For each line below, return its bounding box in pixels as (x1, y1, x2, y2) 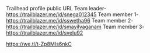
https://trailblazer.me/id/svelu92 (6, 29, 83, 36)
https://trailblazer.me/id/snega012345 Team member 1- (6, 11, 139, 18)
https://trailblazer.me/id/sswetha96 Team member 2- (6, 17, 134, 24)
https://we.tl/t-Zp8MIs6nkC (6, 40, 72, 47)
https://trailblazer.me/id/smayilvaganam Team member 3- (6, 23, 145, 30)
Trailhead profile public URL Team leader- (6, 5, 107, 12)
